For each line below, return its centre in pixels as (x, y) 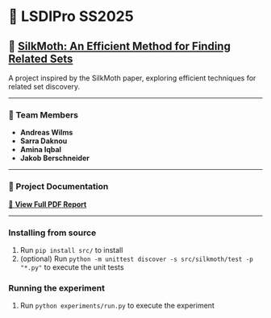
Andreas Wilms (46, 133)
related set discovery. (44, 87)
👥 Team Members (44, 114)
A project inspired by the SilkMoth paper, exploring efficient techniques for (132, 78)
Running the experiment (56, 287)
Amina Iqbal (41, 150)
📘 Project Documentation (58, 187)
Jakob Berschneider (55, 158)
